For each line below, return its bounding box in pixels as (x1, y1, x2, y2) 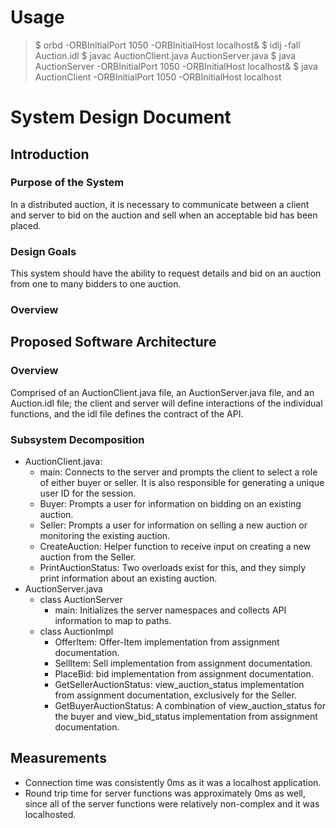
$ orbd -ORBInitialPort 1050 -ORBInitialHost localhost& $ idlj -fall (34, 39, 301, 51)
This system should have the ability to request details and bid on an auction (10, 267, 322, 280)
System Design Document (10, 106, 232, 129)
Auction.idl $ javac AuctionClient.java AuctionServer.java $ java (34, 49, 297, 61)
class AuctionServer (39, 594, 123, 606)
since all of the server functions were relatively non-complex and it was (24, 797, 320, 810)
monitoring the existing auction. (39, 530, 171, 542)
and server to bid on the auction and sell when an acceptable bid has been (10, 209, 318, 221)
